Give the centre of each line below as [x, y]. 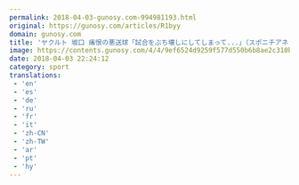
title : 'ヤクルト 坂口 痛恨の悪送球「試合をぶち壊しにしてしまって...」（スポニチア [145, 42]
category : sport [39, 68]
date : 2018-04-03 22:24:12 [59, 59]
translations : [36, 76]
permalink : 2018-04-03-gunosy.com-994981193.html [103, 17]
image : [21, 51]
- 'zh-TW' [31, 141]
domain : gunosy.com [45, 34]
